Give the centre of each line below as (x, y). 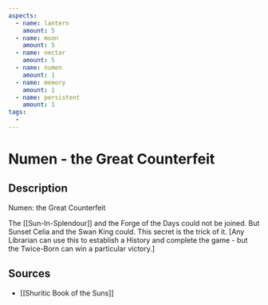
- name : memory (41, 82)
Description (38, 188)
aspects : (23, 16)
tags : (17, 113)
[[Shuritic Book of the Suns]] (67, 293)
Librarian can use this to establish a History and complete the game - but (128, 240)
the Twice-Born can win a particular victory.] (82, 248)
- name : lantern (42, 23)
